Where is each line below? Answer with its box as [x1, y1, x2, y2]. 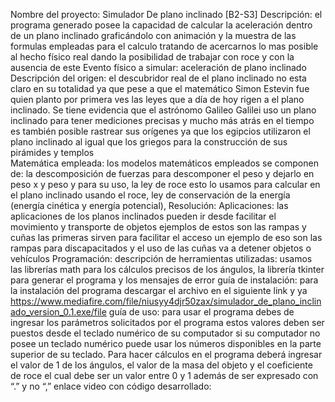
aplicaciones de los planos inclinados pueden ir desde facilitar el [10, 210, 277, 222]
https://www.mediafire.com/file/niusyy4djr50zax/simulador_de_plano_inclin [10, 295, 322, 307]
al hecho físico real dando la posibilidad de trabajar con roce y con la [10, 51, 295, 63]
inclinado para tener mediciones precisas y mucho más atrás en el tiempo [10, 115, 315, 126]
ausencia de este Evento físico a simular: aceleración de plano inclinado [10, 62, 307, 73]
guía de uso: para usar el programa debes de [108, 306, 295, 318]
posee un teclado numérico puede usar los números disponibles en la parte [10, 338, 322, 349]
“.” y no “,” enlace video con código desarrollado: [10, 380, 212, 392]
